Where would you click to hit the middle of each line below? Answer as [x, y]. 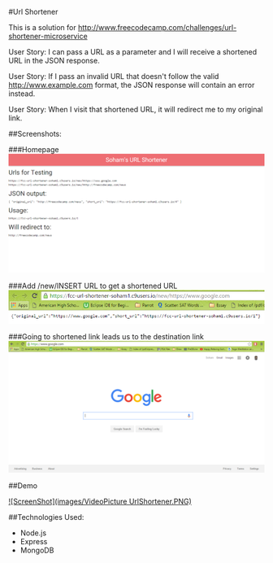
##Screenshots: [35, 134]
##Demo [23, 485]
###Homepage [34, 149]
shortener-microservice [48, 36]
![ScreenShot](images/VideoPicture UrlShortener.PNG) [100, 501]
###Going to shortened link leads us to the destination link [106, 336]
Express [34, 541]
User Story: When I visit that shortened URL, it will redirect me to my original [136, 109]
